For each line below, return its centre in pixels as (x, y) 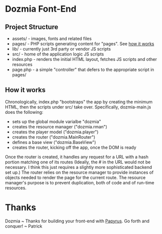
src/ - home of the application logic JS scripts (58, 54)
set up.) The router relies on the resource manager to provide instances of (79, 172)
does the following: (24, 112)
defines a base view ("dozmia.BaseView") (54, 142)
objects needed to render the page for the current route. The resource (75, 177)
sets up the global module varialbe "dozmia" (56, 121)
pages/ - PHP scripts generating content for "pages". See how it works (83, 44)
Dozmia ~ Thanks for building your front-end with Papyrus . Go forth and (77, 221)
